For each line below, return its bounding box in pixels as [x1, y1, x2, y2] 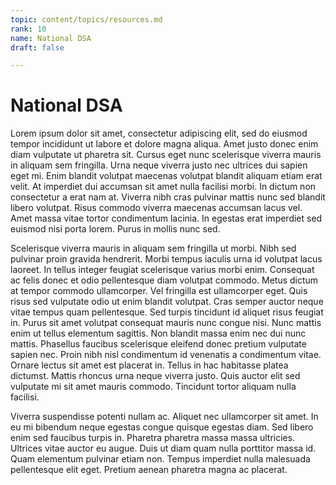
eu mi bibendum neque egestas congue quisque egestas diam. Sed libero [10, 421, 314, 433]
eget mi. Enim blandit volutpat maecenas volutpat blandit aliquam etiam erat [10, 170, 323, 182]
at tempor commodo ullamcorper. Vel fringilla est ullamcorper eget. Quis [10, 285, 308, 297]
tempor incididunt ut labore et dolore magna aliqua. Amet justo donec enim [10, 138, 319, 150]
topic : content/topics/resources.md [10, 14, 163, 25]
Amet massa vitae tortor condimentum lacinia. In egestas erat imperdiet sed [10, 212, 323, 225]
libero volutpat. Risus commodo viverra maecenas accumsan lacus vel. [10, 202, 303, 214]
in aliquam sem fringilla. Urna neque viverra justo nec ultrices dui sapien [10, 159, 308, 171]
